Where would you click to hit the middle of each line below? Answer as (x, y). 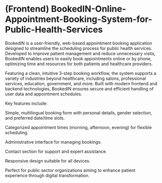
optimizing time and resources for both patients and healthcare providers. (79, 64)
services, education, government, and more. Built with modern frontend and (81, 83)
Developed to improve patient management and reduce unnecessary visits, (80, 53)
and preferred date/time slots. (35, 118)
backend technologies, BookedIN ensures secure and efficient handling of (80, 89)
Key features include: (26, 103)
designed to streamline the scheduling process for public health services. (79, 48)
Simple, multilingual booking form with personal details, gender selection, (79, 112)
